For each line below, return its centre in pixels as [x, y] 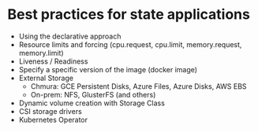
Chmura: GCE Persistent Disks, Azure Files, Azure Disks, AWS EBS [138, 86]
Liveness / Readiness [53, 61]
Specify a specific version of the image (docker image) [108, 69]
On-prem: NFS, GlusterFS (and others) [93, 94]
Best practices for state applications [129, 15]
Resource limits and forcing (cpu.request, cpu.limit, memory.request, [130, 44]
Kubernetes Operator [53, 119]
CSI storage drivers [50, 111]
